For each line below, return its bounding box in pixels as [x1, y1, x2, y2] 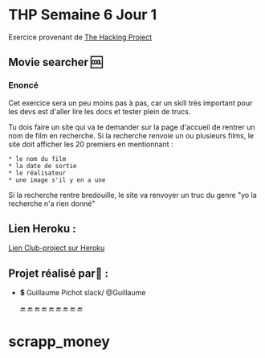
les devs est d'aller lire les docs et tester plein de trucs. [8, 106, 191, 116]
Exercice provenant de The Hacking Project [8, 32, 153, 42]
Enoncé [8, 80, 39, 91]
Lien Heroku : [8, 222, 76, 236]
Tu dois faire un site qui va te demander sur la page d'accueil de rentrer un [8, 122, 255, 132]
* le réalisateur [8, 169, 67, 177]
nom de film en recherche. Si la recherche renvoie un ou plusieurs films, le [8, 130, 255, 140]
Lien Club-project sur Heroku [8, 243, 105, 253]
